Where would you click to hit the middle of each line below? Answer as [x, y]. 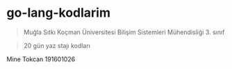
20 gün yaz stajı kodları [57, 45]
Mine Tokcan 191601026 [41, 59]
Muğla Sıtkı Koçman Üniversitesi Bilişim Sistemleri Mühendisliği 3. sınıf [124, 32]
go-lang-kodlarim [58, 13]
